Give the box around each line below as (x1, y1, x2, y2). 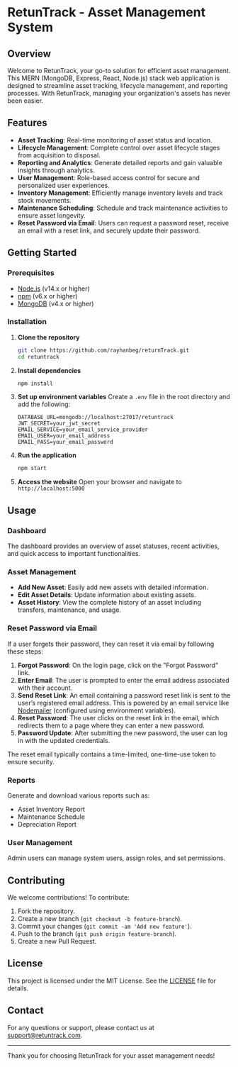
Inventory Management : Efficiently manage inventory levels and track (17, 189, 223, 197)
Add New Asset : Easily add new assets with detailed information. (17, 583, 209, 592)
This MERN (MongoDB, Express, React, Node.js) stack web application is (7, 74, 220, 82)
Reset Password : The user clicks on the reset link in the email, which (17, 713, 220, 722)
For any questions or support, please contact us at (7, 1023, 154, 1032)
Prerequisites (7, 268, 55, 278)
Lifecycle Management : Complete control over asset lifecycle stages (17, 143, 220, 152)
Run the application (17, 451, 76, 459)
